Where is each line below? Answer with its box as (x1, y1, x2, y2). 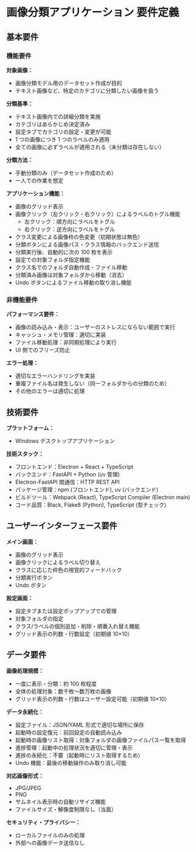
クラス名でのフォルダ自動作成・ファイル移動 (15, 263, 128, 271)
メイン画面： (6, 538, 38, 545)
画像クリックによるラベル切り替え (15, 558, 101, 566)
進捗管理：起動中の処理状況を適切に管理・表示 (15, 744, 133, 751)
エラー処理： (6, 359, 38, 367)
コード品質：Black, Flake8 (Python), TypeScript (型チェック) (15, 501, 167, 509)
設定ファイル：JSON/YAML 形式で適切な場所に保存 (15, 721, 144, 728)
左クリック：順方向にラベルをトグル (24, 217, 116, 225)
